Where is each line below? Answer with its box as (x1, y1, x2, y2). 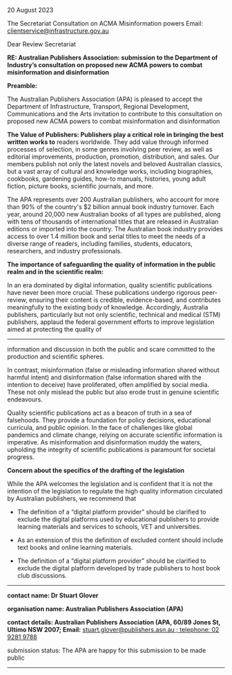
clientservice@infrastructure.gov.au (7, 27, 109, 35)
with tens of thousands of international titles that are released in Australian (7, 217, 219, 226)
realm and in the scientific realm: (7, 268, 104, 276)
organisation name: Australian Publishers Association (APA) (7, 605, 184, 613)
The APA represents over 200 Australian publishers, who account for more (7, 195, 220, 204)
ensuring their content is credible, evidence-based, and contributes (28, 296, 221, 304)
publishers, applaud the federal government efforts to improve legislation (7, 318, 215, 326)
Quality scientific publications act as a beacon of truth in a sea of (7, 408, 192, 417)
